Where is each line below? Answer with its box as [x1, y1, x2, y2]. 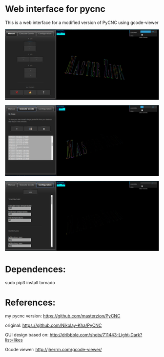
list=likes [5, 337, 23, 343]
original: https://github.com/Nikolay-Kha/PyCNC [5, 322, 102, 328]
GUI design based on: [5, 332, 49, 338]
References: [5, 297, 56, 308]
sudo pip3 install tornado [5, 280, 55, 286]
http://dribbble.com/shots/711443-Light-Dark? [49, 332, 143, 338]
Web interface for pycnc [5, 3, 106, 15]
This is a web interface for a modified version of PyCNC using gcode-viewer [5, 20, 159, 25]
